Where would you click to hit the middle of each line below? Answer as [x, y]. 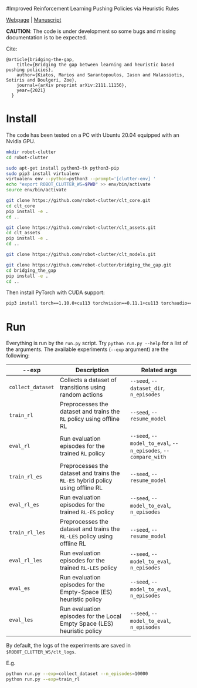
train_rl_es [26, 477]
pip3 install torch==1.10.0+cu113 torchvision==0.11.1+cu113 [82, 303]
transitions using [82, 387]
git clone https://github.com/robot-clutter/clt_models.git [81, 255]
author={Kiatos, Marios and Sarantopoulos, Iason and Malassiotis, [101, 75]
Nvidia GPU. [21, 141]
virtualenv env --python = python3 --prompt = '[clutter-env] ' [81, 179]
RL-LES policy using [86, 537]
